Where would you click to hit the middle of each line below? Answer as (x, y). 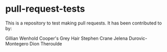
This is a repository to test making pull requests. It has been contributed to (83, 23)
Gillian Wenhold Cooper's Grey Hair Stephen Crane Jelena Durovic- (76, 38)
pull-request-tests (45, 9)
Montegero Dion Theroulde (34, 43)
